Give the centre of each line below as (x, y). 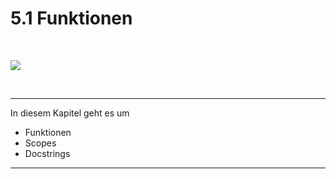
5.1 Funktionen (71, 18)
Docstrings (47, 153)
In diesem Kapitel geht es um (70, 113)
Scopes (40, 143)
